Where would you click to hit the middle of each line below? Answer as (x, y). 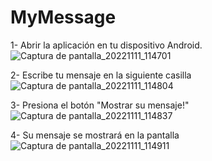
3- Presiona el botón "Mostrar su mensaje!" (100, 105)
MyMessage (63, 17)
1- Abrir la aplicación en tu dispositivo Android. (106, 45)
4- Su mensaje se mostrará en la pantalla (95, 135)
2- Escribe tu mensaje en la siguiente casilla (101, 75)
